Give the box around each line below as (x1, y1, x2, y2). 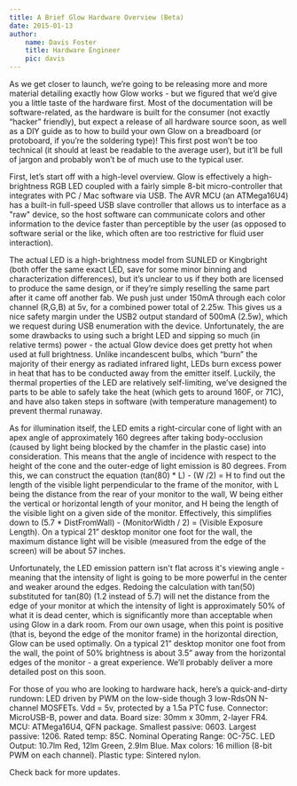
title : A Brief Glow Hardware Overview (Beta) (9, 12, 184, 22)
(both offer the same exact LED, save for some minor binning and (9, 264, 247, 274)
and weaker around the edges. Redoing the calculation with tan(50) (9, 582, 255, 591)
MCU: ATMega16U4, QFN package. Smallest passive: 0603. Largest (9, 721, 257, 732)
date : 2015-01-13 (9, 21, 74, 30)
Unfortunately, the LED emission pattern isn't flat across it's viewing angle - (9, 563, 285, 573)
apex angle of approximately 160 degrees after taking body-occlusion (9, 433, 263, 442)
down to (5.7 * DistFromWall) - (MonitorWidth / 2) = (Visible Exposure (9, 517, 263, 528)
